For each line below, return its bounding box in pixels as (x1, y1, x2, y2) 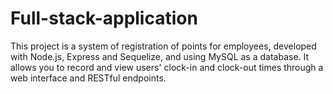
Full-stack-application (10, 7, 198, 30)
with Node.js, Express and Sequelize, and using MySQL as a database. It (10, 50, 310, 62)
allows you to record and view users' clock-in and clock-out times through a (10, 61, 324, 73)
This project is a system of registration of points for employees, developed (10, 40, 317, 52)
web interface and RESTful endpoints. (10, 72, 167, 84)
